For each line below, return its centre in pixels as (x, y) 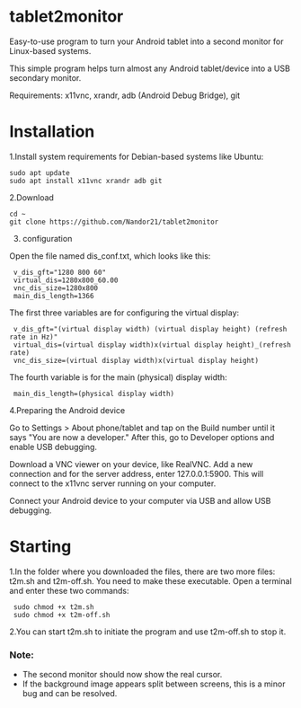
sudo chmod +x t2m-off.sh (62, 615)
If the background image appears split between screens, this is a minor (154, 684)
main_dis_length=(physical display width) (94, 394)
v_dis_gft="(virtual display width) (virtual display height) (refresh (150, 329)
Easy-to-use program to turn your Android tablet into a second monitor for (146, 41)
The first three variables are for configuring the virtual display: (124, 313)
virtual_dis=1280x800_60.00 (66, 280)
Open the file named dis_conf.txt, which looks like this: (110, 256)
